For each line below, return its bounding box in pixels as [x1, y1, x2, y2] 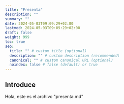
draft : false [5, 30, 32, 35]
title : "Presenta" [5, 7, 43, 12]
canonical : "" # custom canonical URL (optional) [9, 58, 113, 63]
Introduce [5, 80, 36, 89]
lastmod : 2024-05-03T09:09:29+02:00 [5, 26, 80, 31]
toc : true [5, 39, 26, 44]
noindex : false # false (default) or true [9, 62, 98, 67]
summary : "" [5, 16, 30, 21]
